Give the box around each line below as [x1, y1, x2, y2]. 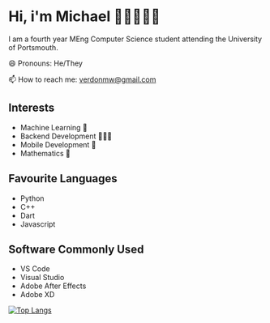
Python [19, 193, 45, 203]
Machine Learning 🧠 [19, 122, 88, 132]
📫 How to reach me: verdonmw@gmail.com [8, 74, 156, 84]
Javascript [19, 219, 56, 229]
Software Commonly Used [8, 242, 144, 256]
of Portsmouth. [8, 42, 58, 52]
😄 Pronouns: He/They [8, 58, 84, 68]
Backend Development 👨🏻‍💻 [19, 131, 113, 141]
